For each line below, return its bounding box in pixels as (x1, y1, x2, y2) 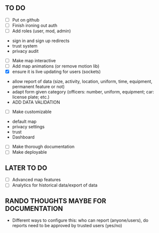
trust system (12, 43, 38, 48)
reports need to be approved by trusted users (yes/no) (12, 223, 122, 229)
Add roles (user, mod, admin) (12, 28, 71, 34)
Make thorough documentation (12, 144, 75, 150)
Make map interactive (12, 58, 56, 63)
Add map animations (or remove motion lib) (12, 63, 100, 69)
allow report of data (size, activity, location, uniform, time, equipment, (12, 78, 153, 85)
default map (12, 118, 37, 124)
